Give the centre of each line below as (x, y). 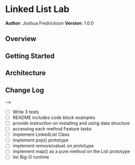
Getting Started (30, 56)
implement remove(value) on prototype (53, 146)
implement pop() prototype (41, 140)
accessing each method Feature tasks (52, 129)
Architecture (26, 73)
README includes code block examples (54, 117)
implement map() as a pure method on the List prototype (71, 151)
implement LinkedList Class (41, 134)
